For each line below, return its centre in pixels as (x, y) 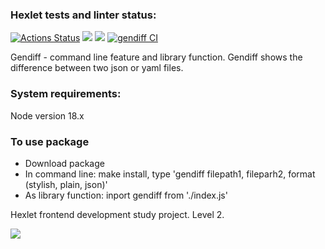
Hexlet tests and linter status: (83, 15)
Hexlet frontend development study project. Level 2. (117, 214)
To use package (50, 141)
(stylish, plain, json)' (66, 184)
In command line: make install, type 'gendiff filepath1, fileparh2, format (170, 174)
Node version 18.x (47, 115)
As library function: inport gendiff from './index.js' (126, 195)
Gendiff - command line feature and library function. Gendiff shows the (156, 57)
